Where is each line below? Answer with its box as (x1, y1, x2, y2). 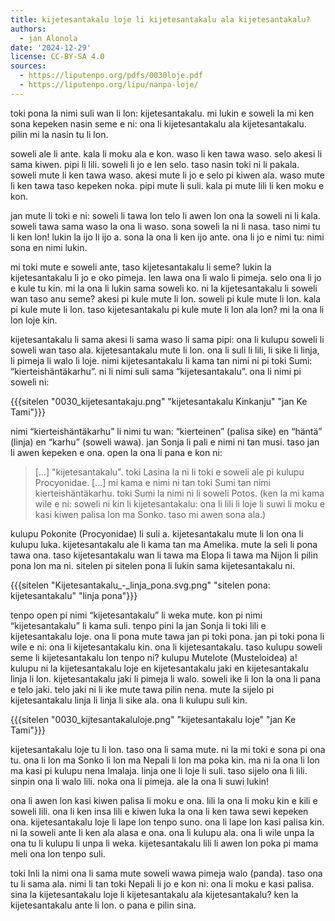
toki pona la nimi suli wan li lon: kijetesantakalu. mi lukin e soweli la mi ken (10, 107, 315, 119)
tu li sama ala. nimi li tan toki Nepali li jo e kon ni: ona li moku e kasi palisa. (10, 877, 315, 890)
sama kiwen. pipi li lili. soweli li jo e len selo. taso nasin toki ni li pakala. (10, 158, 300, 170)
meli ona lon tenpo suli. (10, 847, 106, 860)
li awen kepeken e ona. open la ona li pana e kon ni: (10, 446, 223, 458)
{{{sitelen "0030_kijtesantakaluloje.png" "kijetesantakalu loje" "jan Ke (10, 713, 297, 725)
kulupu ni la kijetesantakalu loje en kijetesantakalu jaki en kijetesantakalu (10, 662, 309, 674)
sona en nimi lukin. (10, 241, 88, 253)
